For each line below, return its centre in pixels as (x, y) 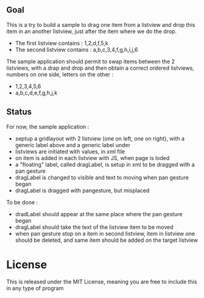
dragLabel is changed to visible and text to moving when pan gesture (102, 177)
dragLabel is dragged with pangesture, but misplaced (82, 190)
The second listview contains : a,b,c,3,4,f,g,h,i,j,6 (76, 49)
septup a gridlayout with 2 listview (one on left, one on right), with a (100, 138)
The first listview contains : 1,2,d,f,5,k (62, 43)
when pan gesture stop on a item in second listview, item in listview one (105, 233)
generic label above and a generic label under (73, 145)
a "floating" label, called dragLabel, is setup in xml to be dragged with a (105, 164)
